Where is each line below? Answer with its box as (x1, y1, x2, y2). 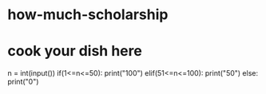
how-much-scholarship (7, 6, 169, 24)
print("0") (7, 77, 39, 87)
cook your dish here (7, 42, 143, 61)
